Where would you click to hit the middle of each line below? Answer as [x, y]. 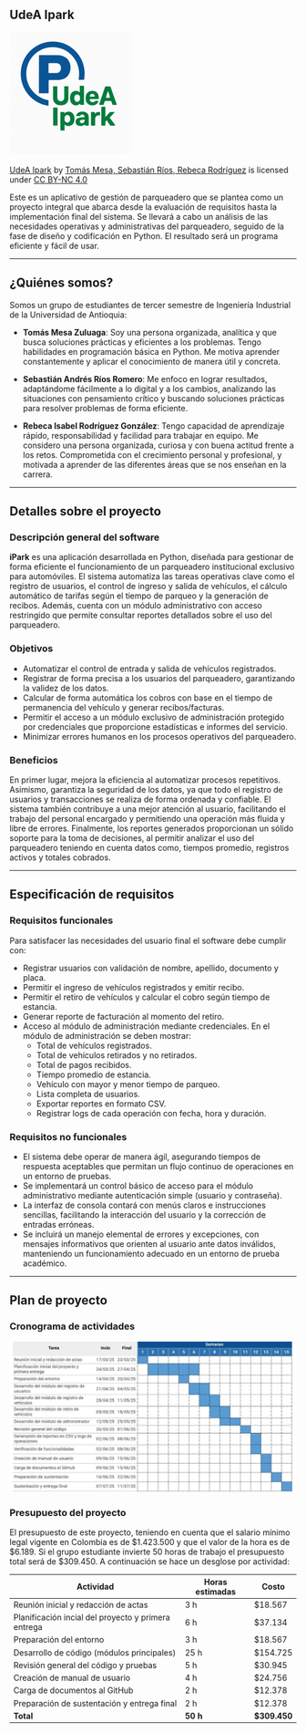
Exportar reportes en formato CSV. [101, 1104]
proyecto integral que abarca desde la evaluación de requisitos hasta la [143, 207]
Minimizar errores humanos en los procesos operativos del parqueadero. [159, 736]
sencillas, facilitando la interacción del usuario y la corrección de [144, 1214]
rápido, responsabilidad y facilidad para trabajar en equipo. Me [141, 435]
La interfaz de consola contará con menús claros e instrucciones [144, 1205]
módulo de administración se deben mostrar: [107, 1035]
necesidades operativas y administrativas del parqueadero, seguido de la [147, 226]
